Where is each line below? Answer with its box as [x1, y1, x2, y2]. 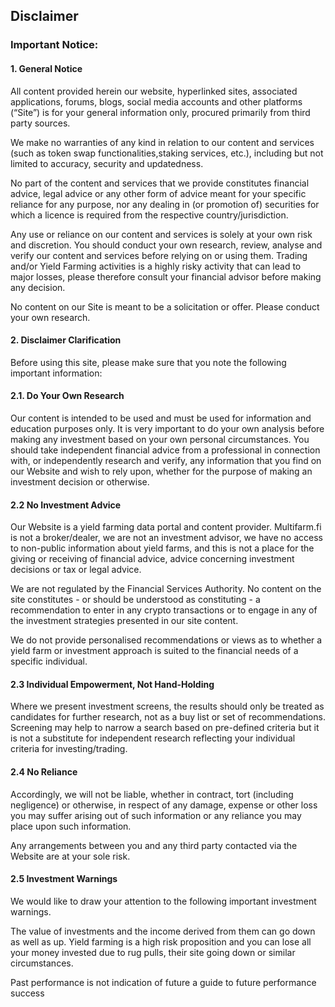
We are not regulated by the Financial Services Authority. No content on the [10, 583, 322, 595]
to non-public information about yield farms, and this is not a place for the [10, 542, 315, 554]
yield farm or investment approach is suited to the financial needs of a [10, 645, 299, 657]
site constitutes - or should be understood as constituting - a [10, 594, 261, 606]
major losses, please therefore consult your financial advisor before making [10, 270, 322, 283]
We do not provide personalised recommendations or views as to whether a [10, 634, 323, 646]
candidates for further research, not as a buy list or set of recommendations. [10, 711, 326, 723]
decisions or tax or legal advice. [10, 564, 142, 576]
